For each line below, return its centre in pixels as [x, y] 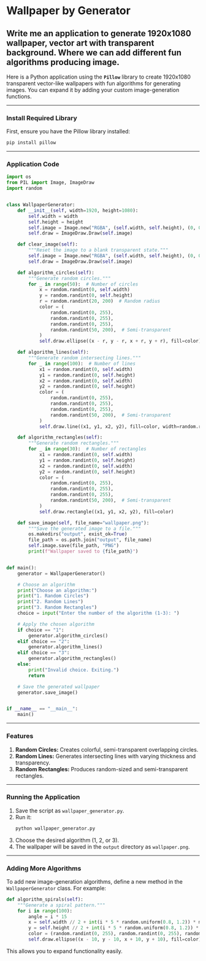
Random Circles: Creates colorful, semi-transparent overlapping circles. [107, 749]
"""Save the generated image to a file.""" [85, 529]
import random [25, 189]
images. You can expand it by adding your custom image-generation [93, 90]
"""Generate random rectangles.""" [74, 443]
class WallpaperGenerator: [41, 205]
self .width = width [53, 216]
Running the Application [43, 797]
